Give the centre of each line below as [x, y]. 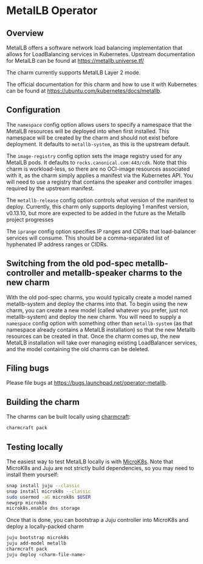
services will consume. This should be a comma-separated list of [88, 238]
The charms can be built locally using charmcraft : [68, 417]
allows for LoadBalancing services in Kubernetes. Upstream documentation [101, 54]
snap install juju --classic [43, 485]
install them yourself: [33, 474]
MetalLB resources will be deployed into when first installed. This [88, 131]
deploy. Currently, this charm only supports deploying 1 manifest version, [98, 206]
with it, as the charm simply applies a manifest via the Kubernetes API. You [100, 175]
